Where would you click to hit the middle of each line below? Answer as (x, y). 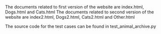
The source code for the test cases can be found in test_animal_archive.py (81, 26)
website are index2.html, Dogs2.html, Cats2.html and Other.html (70, 17)
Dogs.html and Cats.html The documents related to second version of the (80, 12)
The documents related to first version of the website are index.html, (75, 7)
